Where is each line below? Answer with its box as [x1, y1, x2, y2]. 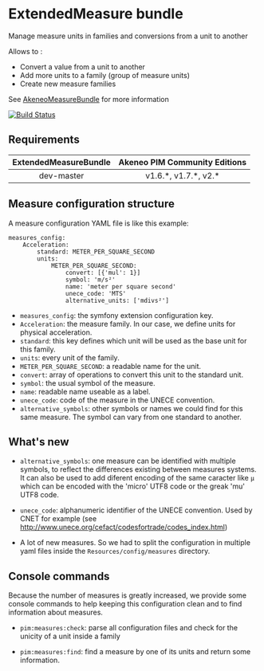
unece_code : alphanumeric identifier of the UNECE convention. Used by [19, 505, 253, 515]
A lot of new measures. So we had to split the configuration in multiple [19, 538, 251, 547]
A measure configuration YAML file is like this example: [8, 218, 189, 228]
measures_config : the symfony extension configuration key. [19, 310, 214, 320]
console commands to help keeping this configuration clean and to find [8, 599, 242, 609]
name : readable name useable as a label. [19, 387, 151, 396]
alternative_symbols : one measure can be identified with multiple [19, 456, 237, 466]
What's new [8, 435, 69, 449]
